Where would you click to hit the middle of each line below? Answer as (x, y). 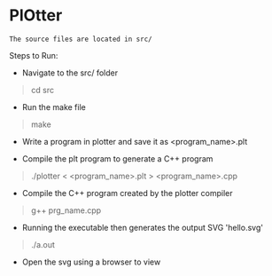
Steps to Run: (34, 55)
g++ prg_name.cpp (66, 210)
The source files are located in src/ (81, 39)
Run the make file (54, 106)
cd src (43, 90)
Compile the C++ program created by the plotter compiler (127, 193)
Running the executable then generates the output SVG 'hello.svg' (143, 227)
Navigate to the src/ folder (70, 73)
